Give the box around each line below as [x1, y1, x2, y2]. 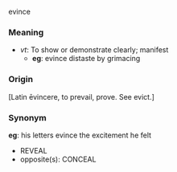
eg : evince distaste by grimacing [31, 54, 141, 63]
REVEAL [19, 145, 47, 155]
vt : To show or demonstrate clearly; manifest [19, 45, 169, 55]
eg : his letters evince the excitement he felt [8, 130, 151, 140]
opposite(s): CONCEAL [19, 154, 97, 164]
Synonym [8, 112, 47, 123]
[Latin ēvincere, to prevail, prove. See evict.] [8, 92, 155, 101]
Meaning [8, 27, 44, 38]
